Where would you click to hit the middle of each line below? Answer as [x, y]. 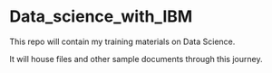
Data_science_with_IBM [101, 17]
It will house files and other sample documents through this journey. [136, 59]
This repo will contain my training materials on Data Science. [122, 41]
